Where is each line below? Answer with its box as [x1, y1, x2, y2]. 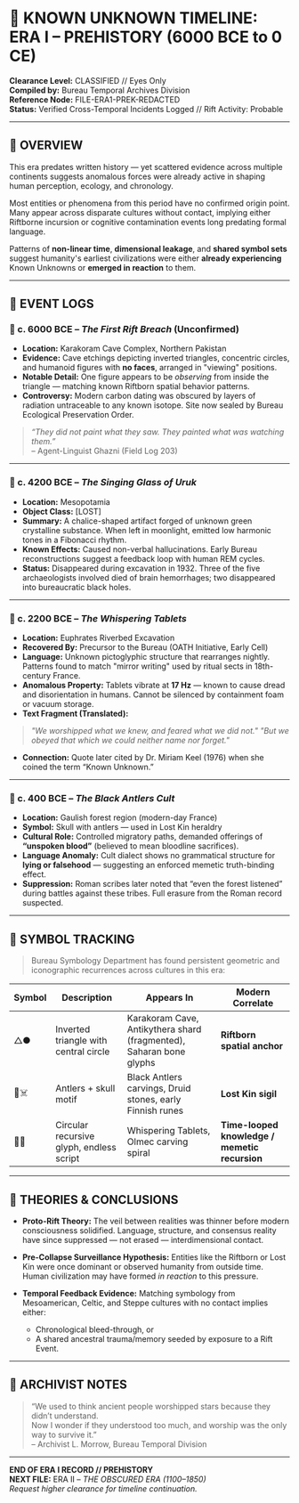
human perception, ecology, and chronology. [9, 180, 174, 191]
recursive [54, 1130, 95, 1142]
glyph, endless [54, 1141, 117, 1154]
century [21, 670, 52, 681]
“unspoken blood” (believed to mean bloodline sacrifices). [21, 841, 239, 851]
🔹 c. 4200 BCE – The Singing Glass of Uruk [9, 476, 198, 489]
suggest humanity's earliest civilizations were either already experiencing [9, 253, 282, 264]
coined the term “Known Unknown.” [21, 761, 154, 773]
